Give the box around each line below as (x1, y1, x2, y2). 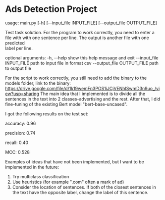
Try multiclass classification (12, 173, 69, 179)
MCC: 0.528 (5, 149, 30, 155)
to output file (5, 65, 31, 71)
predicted (5, 40, 25, 46)
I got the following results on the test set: (5, 110, 89, 117)
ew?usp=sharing (5, 91, 40, 97)
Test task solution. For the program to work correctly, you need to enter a (5, 29, 155, 35)
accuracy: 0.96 (5, 120, 36, 126)
